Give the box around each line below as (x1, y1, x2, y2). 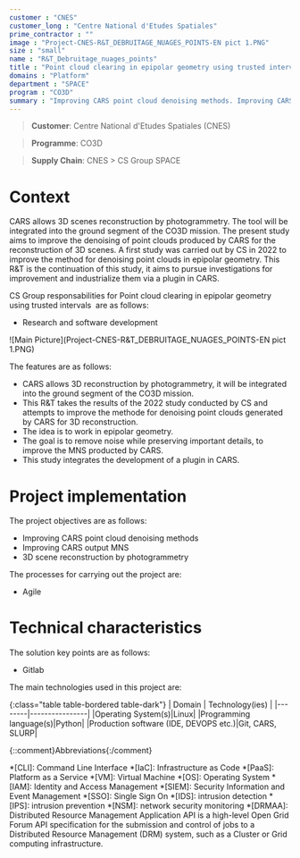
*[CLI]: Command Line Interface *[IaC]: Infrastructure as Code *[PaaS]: (9, 762, 274, 773)
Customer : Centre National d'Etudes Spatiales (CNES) (30, 121, 231, 131)
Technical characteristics (9, 618, 203, 638)
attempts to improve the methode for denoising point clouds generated (21, 408, 283, 418)
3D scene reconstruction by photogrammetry (21, 551, 189, 563)
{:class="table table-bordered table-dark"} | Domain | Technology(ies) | (9, 699, 273, 711)
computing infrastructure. (9, 838, 104, 849)
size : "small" (9, 46, 66, 55)
